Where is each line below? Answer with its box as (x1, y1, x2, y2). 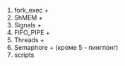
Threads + (13, 36, 44, 44)
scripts (13, 51, 35, 59)
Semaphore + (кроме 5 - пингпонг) (13, 44, 119, 51)
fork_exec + (13, 6, 49, 14)
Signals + (13, 21, 42, 29)
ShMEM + (13, 13, 43, 22)
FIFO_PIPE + (13, 28, 51, 37)
